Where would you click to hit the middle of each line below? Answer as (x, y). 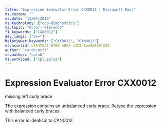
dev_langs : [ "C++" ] (25, 37)
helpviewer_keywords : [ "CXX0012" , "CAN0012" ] (52, 41)
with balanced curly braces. (33, 111)
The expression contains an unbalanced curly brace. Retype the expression (81, 106)
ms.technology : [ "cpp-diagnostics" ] (42, 23)
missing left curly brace (29, 96)
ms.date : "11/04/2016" (28, 18)
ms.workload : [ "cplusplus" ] (34, 59)
